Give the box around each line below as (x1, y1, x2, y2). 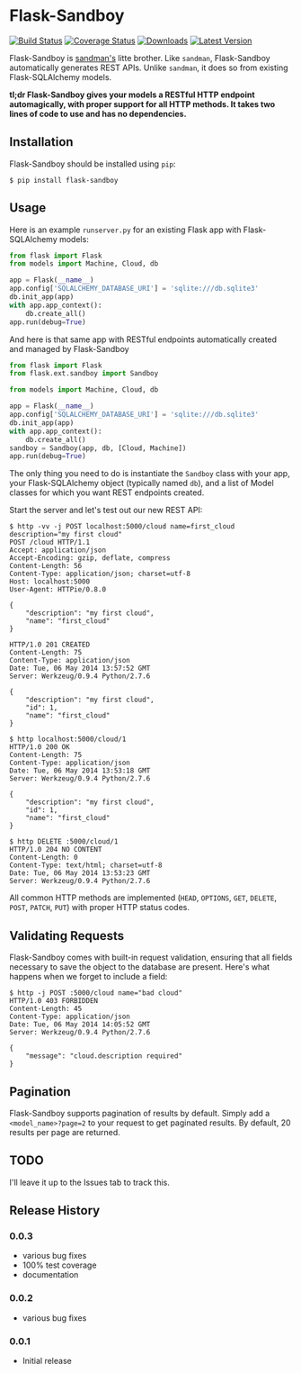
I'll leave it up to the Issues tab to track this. (9, 1177, 171, 1188)
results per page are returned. (9, 1126, 121, 1137)
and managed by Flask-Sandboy (9, 343, 129, 354)
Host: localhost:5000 (9, 577, 91, 586)
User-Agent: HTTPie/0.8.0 (9, 585, 106, 594)
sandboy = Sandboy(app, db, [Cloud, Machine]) (9, 443, 187, 453)
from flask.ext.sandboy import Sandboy (9, 369, 159, 378)
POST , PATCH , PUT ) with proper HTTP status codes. (9, 902, 190, 913)
